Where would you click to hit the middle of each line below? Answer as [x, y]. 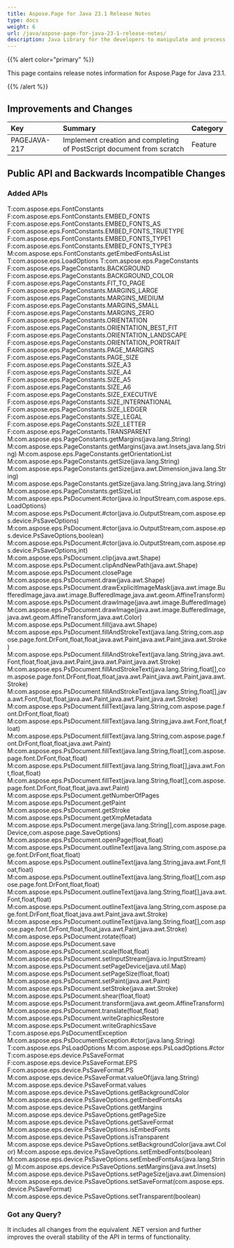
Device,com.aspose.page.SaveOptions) [64, 832]
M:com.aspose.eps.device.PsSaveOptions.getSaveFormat [91, 1122]
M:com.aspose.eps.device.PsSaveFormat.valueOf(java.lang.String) [103, 1078]
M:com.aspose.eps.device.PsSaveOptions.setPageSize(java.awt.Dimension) [117, 1174]
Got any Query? [34, 1214]
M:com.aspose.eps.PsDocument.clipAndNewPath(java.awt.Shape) [103, 565]
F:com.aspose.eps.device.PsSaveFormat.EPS [72, 1062]
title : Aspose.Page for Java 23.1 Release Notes [79, 14]
